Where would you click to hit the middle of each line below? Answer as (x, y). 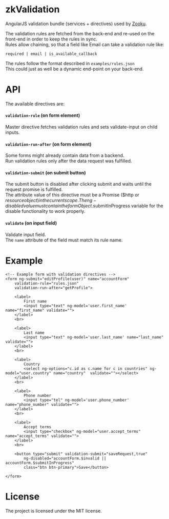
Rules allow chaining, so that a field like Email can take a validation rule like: (85, 44)
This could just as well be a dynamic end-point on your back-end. (75, 69)
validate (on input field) (31, 223)
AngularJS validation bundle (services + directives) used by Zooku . (76, 24)
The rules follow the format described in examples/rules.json (70, 63)
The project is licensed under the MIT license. (54, 511)
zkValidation (33, 9)
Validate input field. (26, 234)
